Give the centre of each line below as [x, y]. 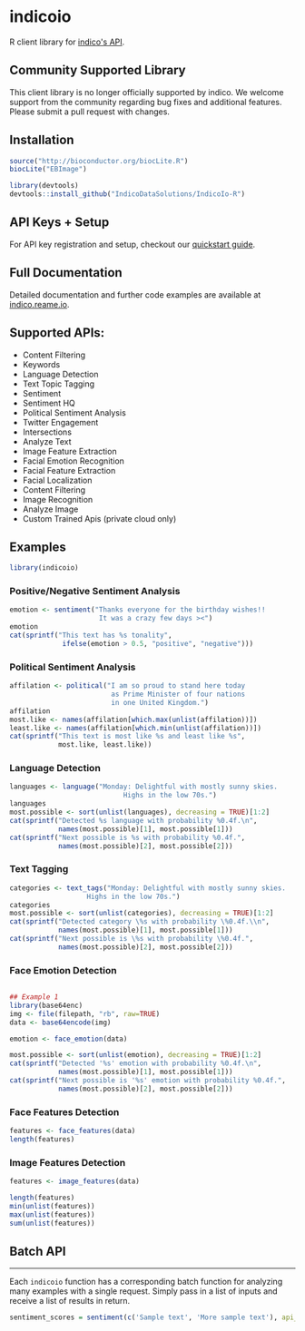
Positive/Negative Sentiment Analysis [95, 592]
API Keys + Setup [59, 223]
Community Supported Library [98, 70]
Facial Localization [57, 480]
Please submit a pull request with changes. [90, 112]
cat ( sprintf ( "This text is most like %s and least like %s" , [128, 737]
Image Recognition [58, 499]
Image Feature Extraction [69, 451]
